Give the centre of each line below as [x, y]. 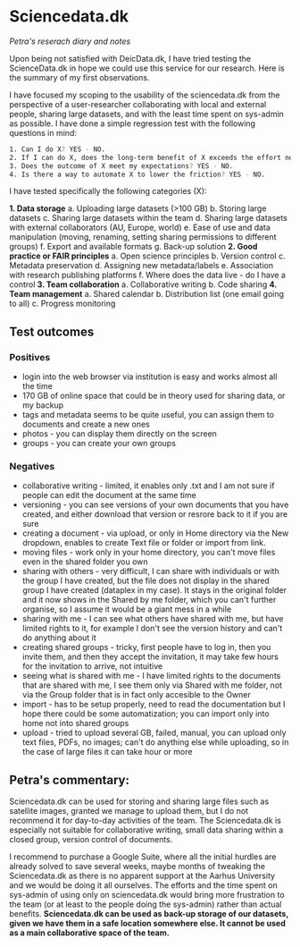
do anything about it [59, 638]
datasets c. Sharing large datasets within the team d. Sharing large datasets [148, 218]
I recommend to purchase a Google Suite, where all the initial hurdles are [143, 857]
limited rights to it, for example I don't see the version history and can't [152, 629]
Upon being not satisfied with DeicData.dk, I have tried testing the [130, 58]
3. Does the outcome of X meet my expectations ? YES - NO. [121, 166]
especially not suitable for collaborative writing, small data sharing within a [146, 830]
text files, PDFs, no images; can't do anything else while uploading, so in [155, 742]
